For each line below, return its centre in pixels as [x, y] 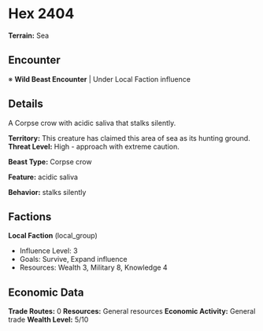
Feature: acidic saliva [43, 177]
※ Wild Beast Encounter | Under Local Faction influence [100, 79]
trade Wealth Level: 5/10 [48, 320]
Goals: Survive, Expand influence [73, 259]
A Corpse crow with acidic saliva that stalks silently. [92, 123]
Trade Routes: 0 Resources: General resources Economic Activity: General [132, 311]
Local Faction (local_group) [53, 236]
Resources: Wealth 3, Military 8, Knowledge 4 [93, 267]
